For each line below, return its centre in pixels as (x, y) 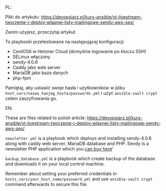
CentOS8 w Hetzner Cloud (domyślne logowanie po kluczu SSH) (79, 51)
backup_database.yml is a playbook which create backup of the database (80, 158)
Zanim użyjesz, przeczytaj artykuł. (41, 32)
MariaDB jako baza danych (40, 73)
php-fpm (22, 78)
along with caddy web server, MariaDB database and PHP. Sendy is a (77, 143)
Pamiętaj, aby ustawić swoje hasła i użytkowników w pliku (65, 88)
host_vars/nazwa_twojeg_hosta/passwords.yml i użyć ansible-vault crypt (81, 93)
